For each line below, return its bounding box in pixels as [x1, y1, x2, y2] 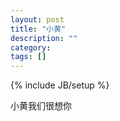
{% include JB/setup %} [10, 79, 110, 91]
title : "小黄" [10, 24, 67, 34]
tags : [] [10, 52, 47, 62]
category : [10, 42, 52, 53]
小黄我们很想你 [10, 100, 72, 112]
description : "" [10, 33, 78, 43]
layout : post [10, 14, 65, 25]
